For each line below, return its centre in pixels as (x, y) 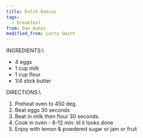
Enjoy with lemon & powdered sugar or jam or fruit (76, 129)
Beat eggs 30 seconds (42, 110)
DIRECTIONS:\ (24, 92)
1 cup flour (27, 75)
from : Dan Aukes (26, 28)
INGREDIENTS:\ (25, 50)
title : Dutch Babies (32, 12)
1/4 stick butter (33, 81)
